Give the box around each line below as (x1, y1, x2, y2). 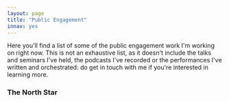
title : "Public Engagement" (7, 16, 88, 23)
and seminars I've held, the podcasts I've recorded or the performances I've (7, 56, 222, 64)
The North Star (7, 88, 58, 97)
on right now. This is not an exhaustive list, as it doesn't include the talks (7, 49, 211, 57)
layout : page (7, 10, 45, 17)
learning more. (7, 71, 49, 79)
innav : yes (7, 23, 38, 29)
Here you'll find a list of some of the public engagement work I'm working (7, 42, 215, 50)
